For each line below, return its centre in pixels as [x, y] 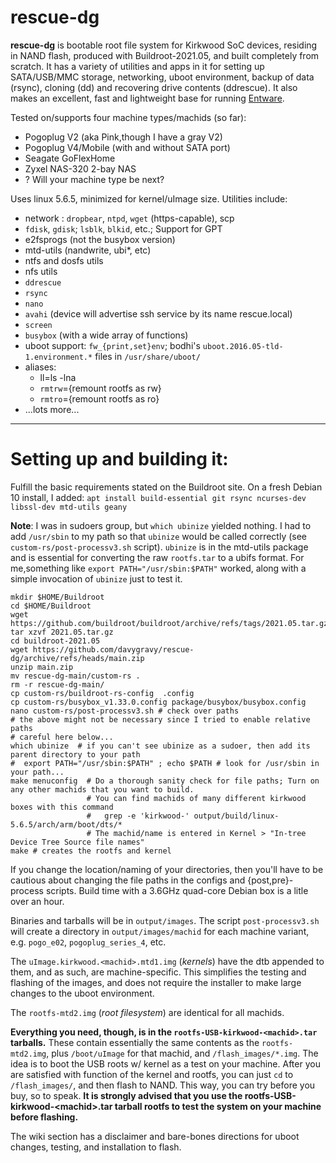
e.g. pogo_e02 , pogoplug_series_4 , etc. [88, 942]
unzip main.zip [42, 667]
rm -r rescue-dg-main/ [57, 684]
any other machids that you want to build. [102, 789]
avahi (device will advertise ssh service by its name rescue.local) [158, 313]
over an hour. [37, 901]
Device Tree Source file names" [77, 842]
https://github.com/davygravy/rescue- [113, 649]
